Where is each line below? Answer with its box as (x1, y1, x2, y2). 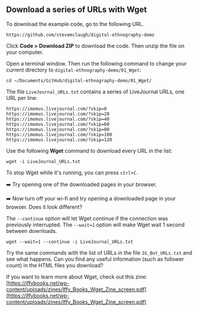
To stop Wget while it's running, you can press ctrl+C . (6, 169, 138, 176)
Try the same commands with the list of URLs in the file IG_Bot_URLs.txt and (6, 249, 193, 256)
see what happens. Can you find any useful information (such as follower (6, 255, 184, 263)
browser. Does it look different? (6, 203, 83, 210)
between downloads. (6, 227, 57, 234)
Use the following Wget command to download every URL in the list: (6, 147, 173, 154)
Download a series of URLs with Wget (6, 5, 147, 15)
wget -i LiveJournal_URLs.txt (6, 158, 81, 164)
